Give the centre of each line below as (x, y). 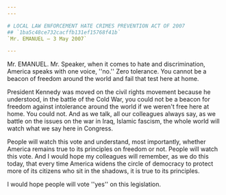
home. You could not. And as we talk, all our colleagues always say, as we (111, 114)
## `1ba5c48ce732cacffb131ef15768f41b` (64, 32)
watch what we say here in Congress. (60, 128)
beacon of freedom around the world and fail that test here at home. (103, 79)
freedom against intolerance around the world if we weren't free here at (108, 106)
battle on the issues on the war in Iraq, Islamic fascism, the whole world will (114, 122)
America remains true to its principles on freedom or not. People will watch (113, 149)
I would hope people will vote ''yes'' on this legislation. (84, 184)
